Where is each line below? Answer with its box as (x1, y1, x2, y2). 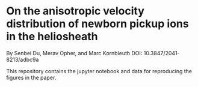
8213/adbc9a (6, 56, 39, 63)
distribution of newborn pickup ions (6, 17, 189, 31)
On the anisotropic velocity (6, 4, 144, 18)
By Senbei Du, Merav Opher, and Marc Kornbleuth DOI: (6, 49, 143, 56)
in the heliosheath (6, 30, 98, 43)
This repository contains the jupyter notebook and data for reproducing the (6, 67, 193, 74)
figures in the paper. (6, 74, 57, 81)
